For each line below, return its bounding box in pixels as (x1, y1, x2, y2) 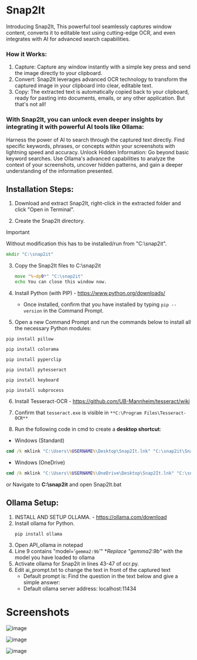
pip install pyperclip (6, 356, 62, 363)
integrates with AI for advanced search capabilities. (6, 35, 131, 42)
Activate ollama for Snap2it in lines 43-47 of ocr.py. (14, 560, 140, 567)
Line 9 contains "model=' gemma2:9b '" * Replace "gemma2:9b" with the (14, 547, 183, 554)
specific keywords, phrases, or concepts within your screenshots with (6, 142, 175, 150)
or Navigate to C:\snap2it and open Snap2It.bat (6, 480, 122, 488)
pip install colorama (6, 346, 59, 352)
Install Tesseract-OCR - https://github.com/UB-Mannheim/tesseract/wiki (14, 397, 190, 405)
